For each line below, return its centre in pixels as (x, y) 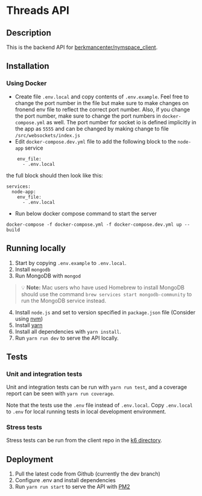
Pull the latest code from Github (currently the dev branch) (88, 474)
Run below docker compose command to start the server (86, 213)
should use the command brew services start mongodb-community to (106, 294)
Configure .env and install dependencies (65, 480)
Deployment (30, 459)
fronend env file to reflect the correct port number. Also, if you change (103, 109)
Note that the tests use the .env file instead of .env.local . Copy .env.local (99, 405)
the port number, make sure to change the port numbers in (88, 116)
